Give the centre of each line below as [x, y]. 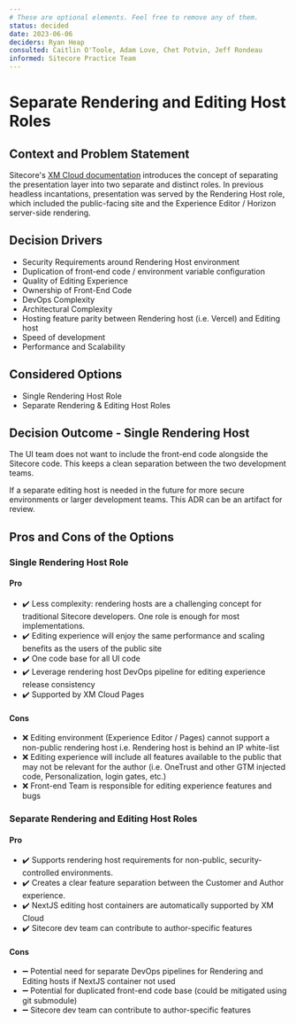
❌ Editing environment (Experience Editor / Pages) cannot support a [146, 738]
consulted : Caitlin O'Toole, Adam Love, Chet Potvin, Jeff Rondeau [136, 50]
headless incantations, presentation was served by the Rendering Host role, [147, 194]
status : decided [39, 26]
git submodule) [49, 1001]
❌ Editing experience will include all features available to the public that [152, 757]
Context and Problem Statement [99, 154]
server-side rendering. [50, 213]
